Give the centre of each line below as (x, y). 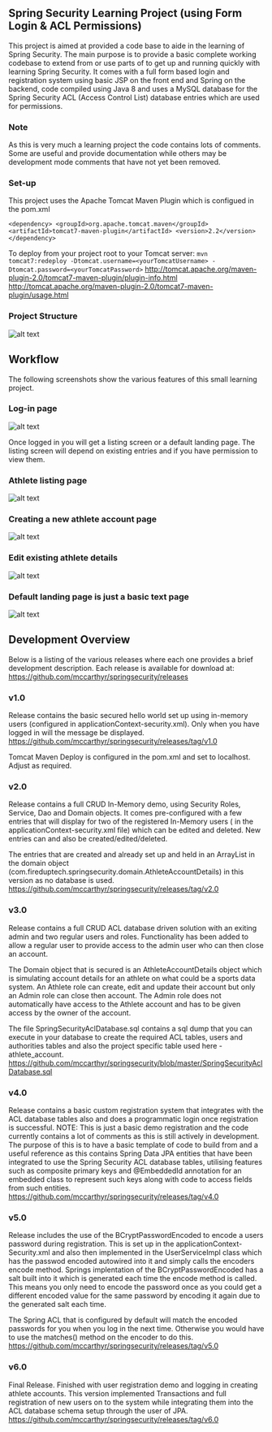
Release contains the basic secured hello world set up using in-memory (128, 716)
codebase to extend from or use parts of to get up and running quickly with (134, 63)
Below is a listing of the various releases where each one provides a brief (131, 659)
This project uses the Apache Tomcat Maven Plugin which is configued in (131, 201)
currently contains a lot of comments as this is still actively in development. (134, 1136)
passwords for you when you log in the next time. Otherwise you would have (136, 1329)
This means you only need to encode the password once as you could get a (135, 1287)
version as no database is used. (62, 880)
